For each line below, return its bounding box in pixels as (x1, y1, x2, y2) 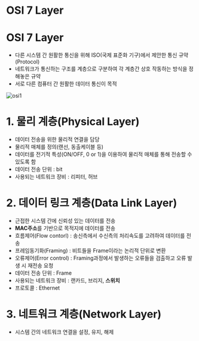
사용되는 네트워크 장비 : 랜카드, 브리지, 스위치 (14, 277, 121, 284)
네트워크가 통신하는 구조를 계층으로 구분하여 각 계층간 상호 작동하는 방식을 (14, 65, 188, 72)
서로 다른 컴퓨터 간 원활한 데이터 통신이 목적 (14, 80, 118, 87)
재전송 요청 (27, 262, 54, 269)
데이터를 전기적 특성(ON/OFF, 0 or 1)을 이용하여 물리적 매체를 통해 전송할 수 (14, 150, 192, 158)
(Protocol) (14, 58, 40, 66)
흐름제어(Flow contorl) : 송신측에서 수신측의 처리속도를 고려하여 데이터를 (14, 232, 185, 239)
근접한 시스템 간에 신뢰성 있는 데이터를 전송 (14, 217, 116, 224)
